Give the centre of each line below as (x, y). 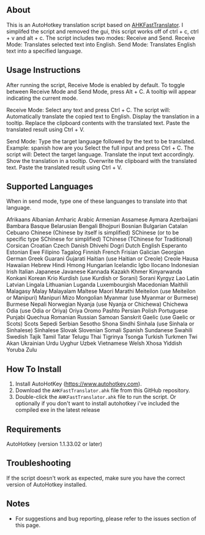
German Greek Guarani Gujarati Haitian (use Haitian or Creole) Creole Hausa (102, 259)
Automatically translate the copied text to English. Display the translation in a (103, 116)
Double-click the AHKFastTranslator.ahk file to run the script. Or (95, 397)
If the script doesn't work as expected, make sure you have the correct (96, 478)
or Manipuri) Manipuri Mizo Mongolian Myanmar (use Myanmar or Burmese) (102, 298)
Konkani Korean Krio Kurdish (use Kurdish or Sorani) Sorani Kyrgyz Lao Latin (103, 278)
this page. (28, 525)
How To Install (34, 369)
